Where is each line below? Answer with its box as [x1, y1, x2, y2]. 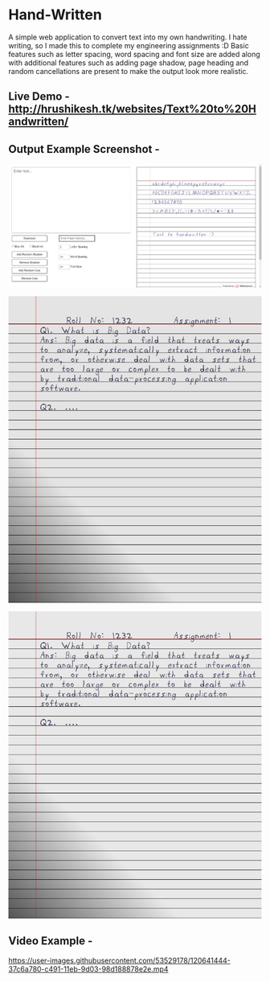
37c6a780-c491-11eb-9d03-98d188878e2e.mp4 [8, 964, 169, 974]
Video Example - [8, 935, 93, 948]
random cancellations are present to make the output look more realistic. [8, 66, 249, 76]
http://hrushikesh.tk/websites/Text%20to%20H [8, 102, 257, 116]
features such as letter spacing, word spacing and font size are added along [8, 49, 260, 59]
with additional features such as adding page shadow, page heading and [8, 58, 249, 68]
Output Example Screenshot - [8, 142, 161, 156]
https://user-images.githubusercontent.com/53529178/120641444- [8, 955, 231, 965]
